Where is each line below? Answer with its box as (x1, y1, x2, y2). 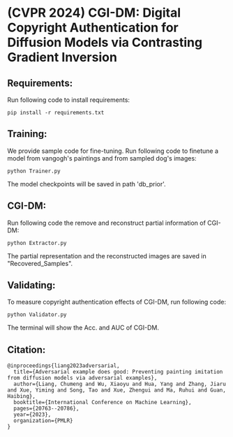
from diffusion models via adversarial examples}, (7, 375, 158, 382)
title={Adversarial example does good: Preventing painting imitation (13, 369, 223, 376)
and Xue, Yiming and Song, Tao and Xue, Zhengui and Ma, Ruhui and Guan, (7, 387, 227, 394)
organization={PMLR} (13, 417, 73, 424)
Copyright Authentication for (7, 20, 179, 36)
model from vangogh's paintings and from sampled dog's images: (7, 154, 197, 162)
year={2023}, (13, 411, 52, 418)
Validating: (7, 279, 56, 291)
